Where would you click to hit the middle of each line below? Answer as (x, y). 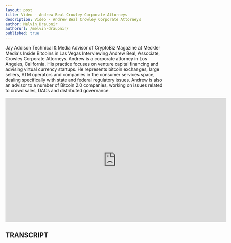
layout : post (19, 10)
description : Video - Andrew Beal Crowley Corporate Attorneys (73, 19)
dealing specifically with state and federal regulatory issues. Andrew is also (84, 80)
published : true (22, 33)
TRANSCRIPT (27, 235)
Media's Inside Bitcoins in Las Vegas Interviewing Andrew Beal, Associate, (83, 53)
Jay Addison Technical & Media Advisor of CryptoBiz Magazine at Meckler (83, 48)
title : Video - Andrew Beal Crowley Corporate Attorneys (66, 15)
